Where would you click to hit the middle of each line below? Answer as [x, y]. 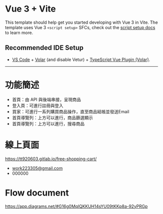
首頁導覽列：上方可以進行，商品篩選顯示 [52, 118]
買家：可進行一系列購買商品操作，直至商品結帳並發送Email [71, 111]
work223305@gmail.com [37, 168]
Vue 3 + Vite [31, 9]
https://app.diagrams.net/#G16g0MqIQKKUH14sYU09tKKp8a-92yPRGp [76, 206]
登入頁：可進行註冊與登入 [38, 106]
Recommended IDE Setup [44, 48]
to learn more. [19, 32]
